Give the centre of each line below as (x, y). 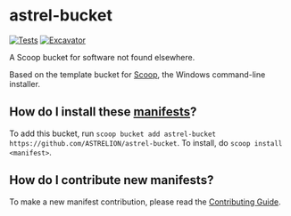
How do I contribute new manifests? (112, 180)
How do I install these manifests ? (103, 112)
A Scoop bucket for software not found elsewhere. (102, 57)
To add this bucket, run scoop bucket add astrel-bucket (113, 133)
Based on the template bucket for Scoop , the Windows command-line (137, 74)
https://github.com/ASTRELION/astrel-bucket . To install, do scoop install (146, 142)
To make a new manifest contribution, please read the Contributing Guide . (145, 202)
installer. (25, 84)
